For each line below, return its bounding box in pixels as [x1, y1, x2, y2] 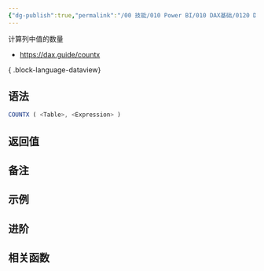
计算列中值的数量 [8, 34, 64, 43]
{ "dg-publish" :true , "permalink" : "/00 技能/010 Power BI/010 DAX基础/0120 [8, 11, 250, 20]
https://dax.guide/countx [19, 49, 101, 59]
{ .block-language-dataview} [8, 64, 101, 75]
